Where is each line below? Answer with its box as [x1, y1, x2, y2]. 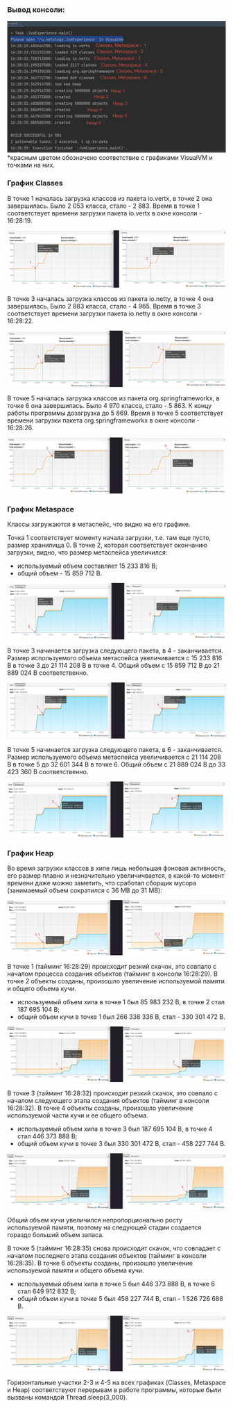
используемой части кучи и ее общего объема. [7, 1111, 148, 1120]
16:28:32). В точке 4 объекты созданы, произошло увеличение [7, 1104, 193, 1113]
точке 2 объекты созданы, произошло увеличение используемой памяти [7, 977, 225, 985]
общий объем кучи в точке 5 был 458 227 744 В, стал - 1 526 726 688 [17, 1295, 223, 1303]
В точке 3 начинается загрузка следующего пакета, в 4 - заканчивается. [7, 646, 223, 655]
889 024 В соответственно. [7, 669, 89, 677]
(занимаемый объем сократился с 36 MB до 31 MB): [7, 886, 163, 894]
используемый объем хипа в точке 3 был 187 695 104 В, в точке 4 [17, 1124, 213, 1133]
